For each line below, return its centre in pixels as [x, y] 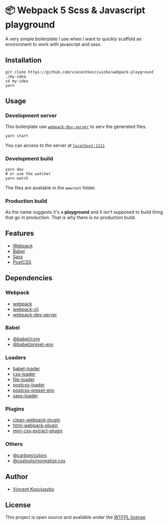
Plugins [15, 409]
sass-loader [25, 396]
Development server [31, 116]
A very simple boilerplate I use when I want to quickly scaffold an [74, 39]
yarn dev [15, 169]
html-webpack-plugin [35, 426]
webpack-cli [26, 309]
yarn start [17, 136]
